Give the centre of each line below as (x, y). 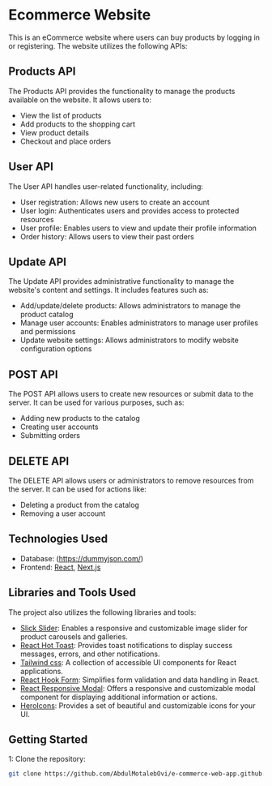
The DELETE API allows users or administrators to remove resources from (131, 481)
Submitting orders (50, 436)
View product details (54, 132)
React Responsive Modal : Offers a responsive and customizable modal (138, 688)
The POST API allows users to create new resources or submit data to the (131, 394)
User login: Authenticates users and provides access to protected (130, 210)
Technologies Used (58, 539)
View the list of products (61, 115)
